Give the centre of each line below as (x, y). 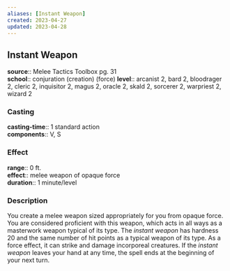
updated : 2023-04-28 (37, 26)
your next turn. (29, 260)
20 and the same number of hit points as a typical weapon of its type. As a (114, 238)
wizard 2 (20, 94)
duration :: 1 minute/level (42, 183)
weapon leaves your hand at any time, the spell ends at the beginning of (111, 253)
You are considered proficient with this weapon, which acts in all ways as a (115, 223)
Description (28, 201)
